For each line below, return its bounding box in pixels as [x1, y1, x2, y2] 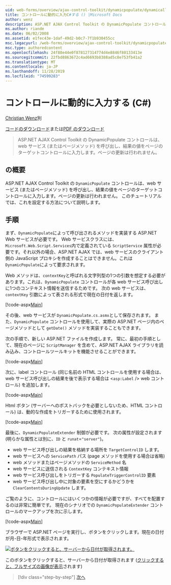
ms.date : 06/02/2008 [5, 31, 49, 36]
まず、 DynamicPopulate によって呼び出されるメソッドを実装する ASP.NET [5, 230, 157, 236]
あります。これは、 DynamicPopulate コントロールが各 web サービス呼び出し [5, 279, 163, 285]
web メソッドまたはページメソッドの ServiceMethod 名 [12, 459, 127, 465]
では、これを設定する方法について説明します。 [5, 199, 103, 205]
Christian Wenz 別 [5, 115, 42, 121]
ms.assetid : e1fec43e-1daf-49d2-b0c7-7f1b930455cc [5, 36, 115, 41]
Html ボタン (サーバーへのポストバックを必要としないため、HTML [5, 402, 144, 408]
